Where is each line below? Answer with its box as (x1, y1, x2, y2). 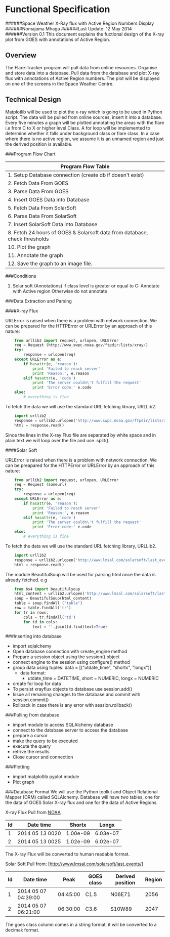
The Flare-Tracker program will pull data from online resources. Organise (5, 64, 157, 70)
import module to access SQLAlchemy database (12, 722, 113, 728)
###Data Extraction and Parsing (5, 297, 72, 304)
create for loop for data (12, 680, 61, 687)
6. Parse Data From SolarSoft (8, 212, 77, 220)
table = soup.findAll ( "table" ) (14, 601, 82, 606)
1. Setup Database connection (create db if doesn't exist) (8, 171, 144, 178)
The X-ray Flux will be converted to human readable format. (5, 851, 130, 857)
